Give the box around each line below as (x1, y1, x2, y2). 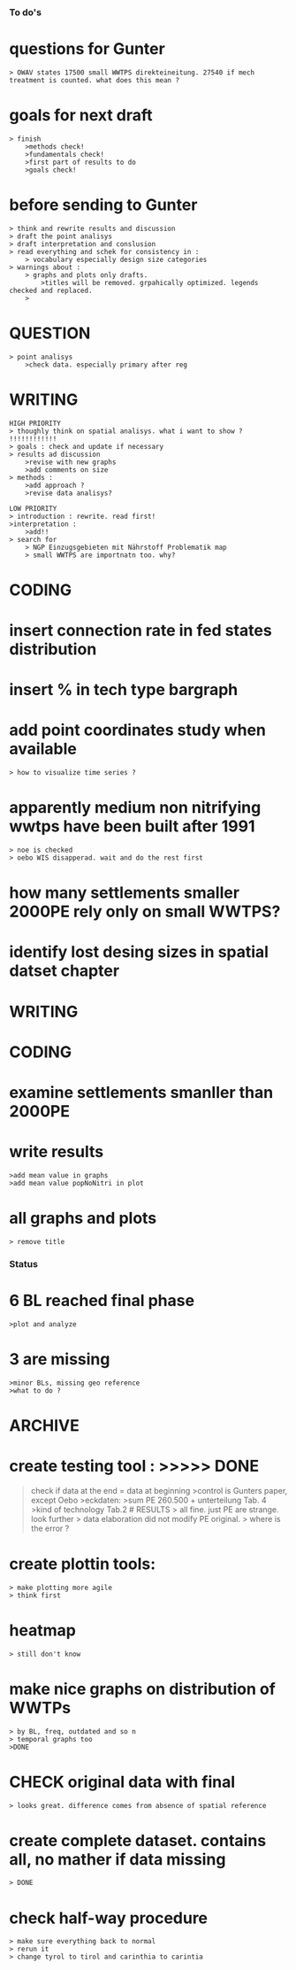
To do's (9, 6, 42, 19)
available (9, 739, 77, 759)
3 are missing (9, 1348, 110, 1369)
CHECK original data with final (9, 1772, 236, 1792)
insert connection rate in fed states (9, 620, 272, 640)
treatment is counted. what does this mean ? (9, 75, 179, 85)
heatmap (9, 1620, 77, 1640)
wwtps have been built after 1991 (9, 816, 255, 837)
